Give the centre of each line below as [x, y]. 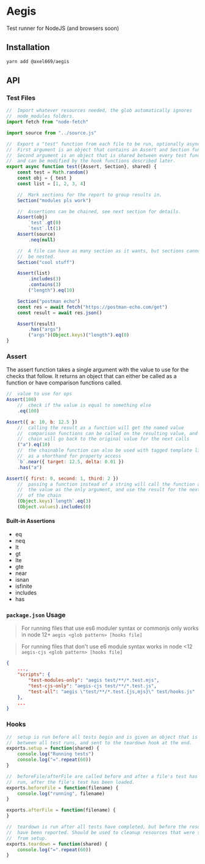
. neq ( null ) [42, 240]
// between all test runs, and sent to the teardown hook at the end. [99, 743]
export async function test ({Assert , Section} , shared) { [81, 167]
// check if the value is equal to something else [84, 405]
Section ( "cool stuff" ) [46, 262]
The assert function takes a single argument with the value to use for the [98, 370]
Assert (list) [34, 273]
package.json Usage [36, 615]
